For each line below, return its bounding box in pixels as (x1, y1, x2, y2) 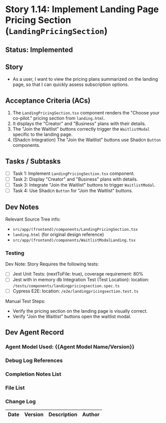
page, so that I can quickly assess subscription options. (12, 81, 129, 87)
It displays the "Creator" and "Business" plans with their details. (12, 120, 146, 127)
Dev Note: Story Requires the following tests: (5, 261, 99, 267)
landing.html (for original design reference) (12, 231, 104, 237)
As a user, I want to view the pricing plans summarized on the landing (12, 76, 158, 82)
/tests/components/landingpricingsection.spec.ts (12, 283, 120, 288)
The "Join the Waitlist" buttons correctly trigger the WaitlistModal (12, 126, 150, 132)
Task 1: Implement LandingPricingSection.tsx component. (12, 170, 135, 176)
